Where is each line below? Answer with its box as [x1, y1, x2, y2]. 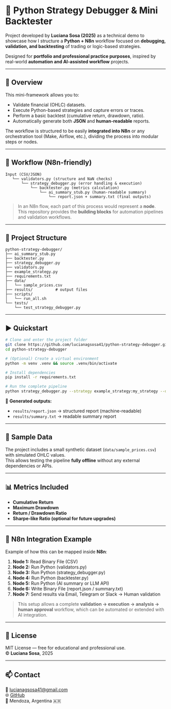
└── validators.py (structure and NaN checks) [12, 176, 113, 181]
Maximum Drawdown [12, 504, 59, 510]
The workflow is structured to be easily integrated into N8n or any [5, 128, 145, 134]
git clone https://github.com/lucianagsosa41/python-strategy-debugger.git [5, 342, 169, 347]
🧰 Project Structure [5, 233, 67, 242]
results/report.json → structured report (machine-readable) [12, 408, 141, 414]
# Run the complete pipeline [5, 384, 67, 389]
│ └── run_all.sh [5, 296, 47, 301]
